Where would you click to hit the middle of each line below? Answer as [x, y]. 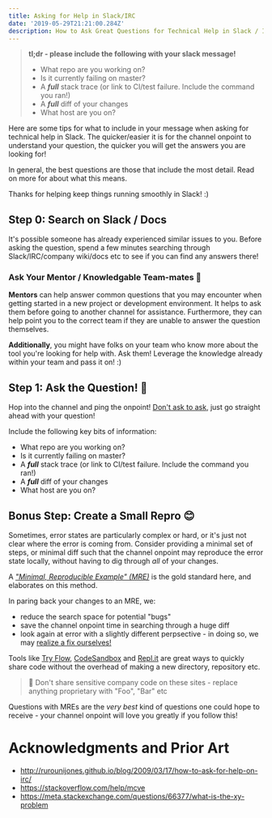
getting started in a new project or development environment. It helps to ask [135, 304]
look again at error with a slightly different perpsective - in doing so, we [139, 634]
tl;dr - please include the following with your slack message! [132, 54]
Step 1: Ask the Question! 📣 [78, 388]
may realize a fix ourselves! [66, 643]
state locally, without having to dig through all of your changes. [113, 561]
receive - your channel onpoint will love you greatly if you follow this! [123, 716]
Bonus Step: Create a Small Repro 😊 [102, 516]
